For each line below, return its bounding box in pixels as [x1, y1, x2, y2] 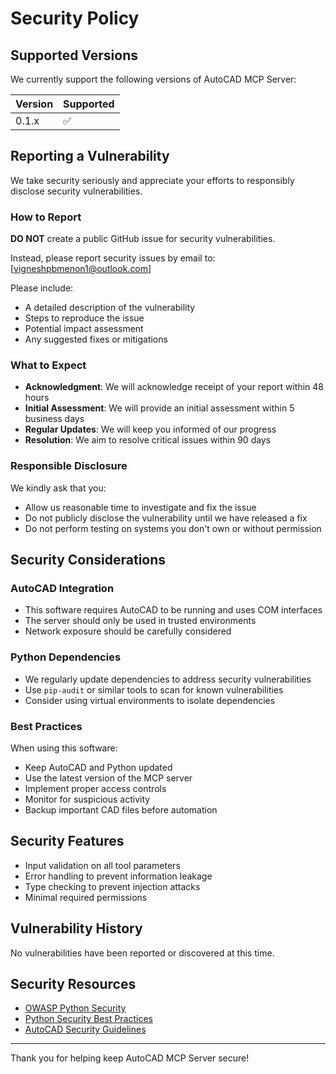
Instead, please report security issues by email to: [10, 252, 216, 264]
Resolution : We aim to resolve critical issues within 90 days [24, 434, 272, 446]
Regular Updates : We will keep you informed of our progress [24, 423, 277, 436]
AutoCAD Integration [10, 582, 115, 596]
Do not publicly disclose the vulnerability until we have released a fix [24, 512, 308, 524]
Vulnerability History [10, 920, 143, 937]
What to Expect [10, 358, 87, 372]
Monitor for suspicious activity [24, 793, 151, 805]
